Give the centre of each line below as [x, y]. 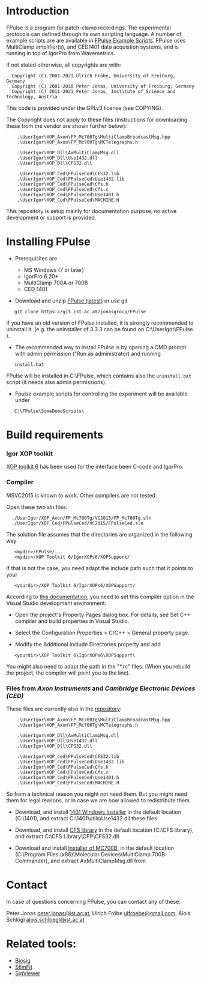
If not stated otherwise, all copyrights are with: [64, 65]
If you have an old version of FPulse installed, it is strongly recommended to [100, 323]
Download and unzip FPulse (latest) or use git [71, 301]
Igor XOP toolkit [30, 453]
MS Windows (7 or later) [54, 270]
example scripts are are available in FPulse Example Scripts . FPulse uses [96, 40]
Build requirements [55, 435]
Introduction [38, 11]
